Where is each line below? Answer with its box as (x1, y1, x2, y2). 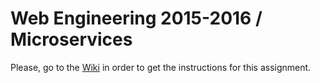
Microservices (10, 28, 133, 51)
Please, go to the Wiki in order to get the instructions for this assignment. (10, 61, 312, 73)
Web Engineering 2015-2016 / (10, 7, 263, 30)
